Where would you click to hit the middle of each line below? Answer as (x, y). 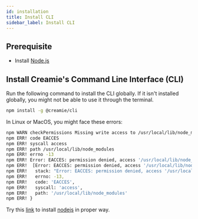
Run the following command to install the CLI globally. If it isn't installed (93, 93)
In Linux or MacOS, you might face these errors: (64, 122)
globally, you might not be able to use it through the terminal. (80, 100)
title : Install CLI (30, 17)
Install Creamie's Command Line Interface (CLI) (95, 79)
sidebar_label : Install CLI (41, 22)
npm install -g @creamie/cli (42, 110)
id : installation (27, 12)
